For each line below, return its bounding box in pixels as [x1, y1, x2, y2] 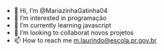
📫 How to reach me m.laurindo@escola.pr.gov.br [13, 37, 157, 44]
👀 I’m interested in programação [13, 14, 107, 22]
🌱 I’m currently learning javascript [13, 21, 111, 29]
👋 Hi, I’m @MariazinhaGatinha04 [13, 7, 108, 14]
